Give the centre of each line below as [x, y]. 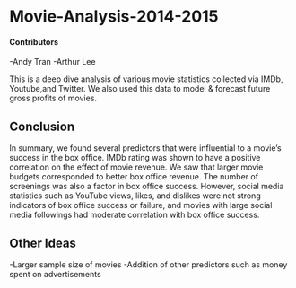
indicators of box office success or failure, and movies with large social [141, 205]
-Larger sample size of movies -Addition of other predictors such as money [148, 265]
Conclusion [42, 126]
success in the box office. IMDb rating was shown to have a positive [135, 158]
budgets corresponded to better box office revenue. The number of [134, 177]
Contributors [34, 41]
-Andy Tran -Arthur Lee [52, 62]
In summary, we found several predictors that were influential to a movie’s [145, 148]
